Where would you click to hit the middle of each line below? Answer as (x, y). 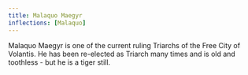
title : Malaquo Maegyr (45, 15)
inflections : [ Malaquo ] (47, 23)
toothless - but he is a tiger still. (59, 62)
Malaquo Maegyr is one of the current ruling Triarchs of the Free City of (124, 45)
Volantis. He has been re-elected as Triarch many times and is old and (122, 54)
